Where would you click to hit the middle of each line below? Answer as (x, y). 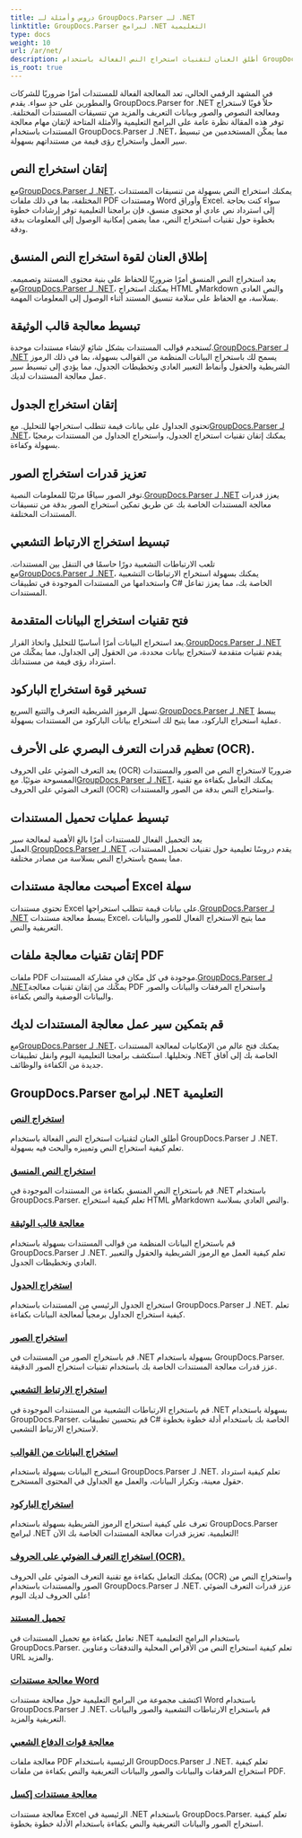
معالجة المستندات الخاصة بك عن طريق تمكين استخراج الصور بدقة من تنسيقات (141, 504)
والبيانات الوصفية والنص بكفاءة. (62, 996)
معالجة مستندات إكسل (54, 1794)
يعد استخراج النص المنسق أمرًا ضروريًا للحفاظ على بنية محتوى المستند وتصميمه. (143, 278)
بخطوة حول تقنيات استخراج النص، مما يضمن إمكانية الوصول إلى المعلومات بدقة (143, 219)
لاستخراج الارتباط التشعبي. (55, 1429)
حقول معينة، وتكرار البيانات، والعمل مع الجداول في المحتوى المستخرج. (127, 1481)
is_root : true (37, 68)
